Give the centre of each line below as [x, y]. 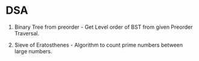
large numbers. [33, 51]
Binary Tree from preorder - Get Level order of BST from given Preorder [103, 27]
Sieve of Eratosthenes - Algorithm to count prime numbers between [99, 45]
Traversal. [27, 33]
